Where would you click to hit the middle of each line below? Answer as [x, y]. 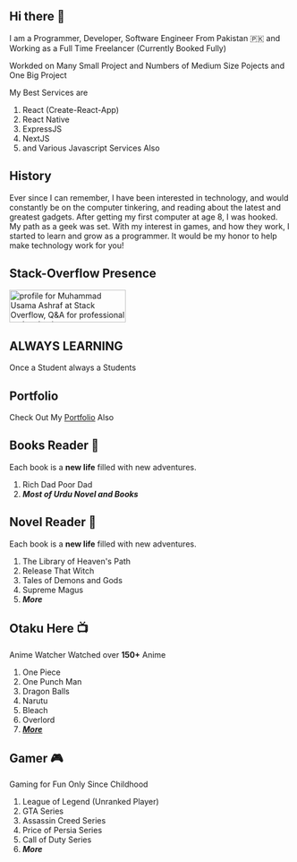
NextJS [36, 138]
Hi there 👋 [37, 17]
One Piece [41, 672]
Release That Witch [58, 571]
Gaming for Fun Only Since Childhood [79, 784]
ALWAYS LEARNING [66, 346]
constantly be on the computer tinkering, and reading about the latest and [145, 207]
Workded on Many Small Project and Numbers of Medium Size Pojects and [147, 65]
